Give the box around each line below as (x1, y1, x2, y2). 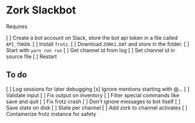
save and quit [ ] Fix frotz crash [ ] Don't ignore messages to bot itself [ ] (6, 98, 180, 105)
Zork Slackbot (6, 4, 76, 17)
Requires (6, 23, 28, 30)
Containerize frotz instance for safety (6, 110, 97, 117)
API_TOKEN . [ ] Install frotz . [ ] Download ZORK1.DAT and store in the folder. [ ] (6, 40, 190, 47)
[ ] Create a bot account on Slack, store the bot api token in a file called (6, 34, 178, 41)
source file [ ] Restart (6, 53, 57, 60)
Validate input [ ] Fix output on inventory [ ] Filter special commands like (6, 91, 180, 98)
